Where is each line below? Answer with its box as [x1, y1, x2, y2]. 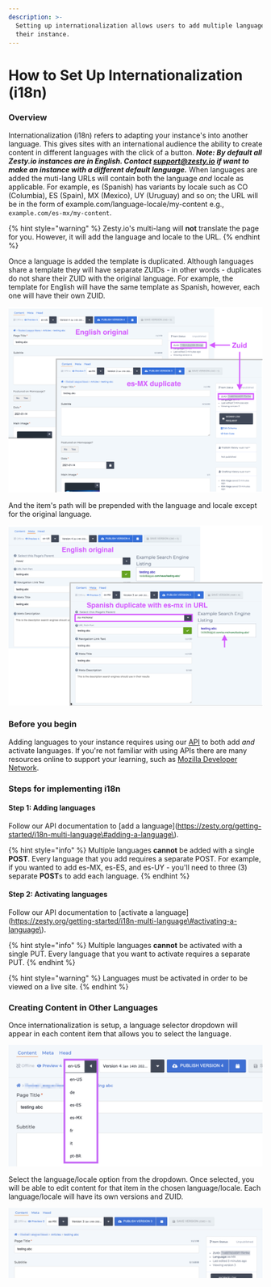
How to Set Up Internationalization [8, 66, 244, 84]
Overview [8, 112, 48, 123]
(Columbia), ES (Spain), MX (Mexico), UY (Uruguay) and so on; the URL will [8, 190, 258, 200]
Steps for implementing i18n [8, 783, 121, 794]
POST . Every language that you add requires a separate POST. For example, [8, 853, 261, 863]
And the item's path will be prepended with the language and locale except [8, 500, 257, 510]
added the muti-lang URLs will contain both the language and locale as [8, 173, 244, 183]
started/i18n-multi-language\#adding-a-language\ [8, 829, 175, 839]
